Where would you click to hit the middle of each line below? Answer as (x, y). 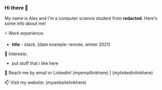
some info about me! (25, 23)
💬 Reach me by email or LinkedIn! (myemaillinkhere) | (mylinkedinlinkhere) (79, 73)
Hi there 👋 (17, 8)
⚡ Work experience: (24, 33)
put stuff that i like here (35, 63)
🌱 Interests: (16, 54)
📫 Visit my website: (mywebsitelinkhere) (46, 83)
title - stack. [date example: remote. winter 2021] (61, 45)
